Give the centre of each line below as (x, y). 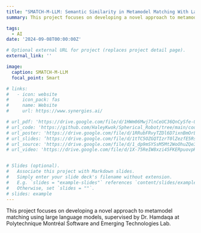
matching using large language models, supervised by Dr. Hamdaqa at (93, 217)
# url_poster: (24, 133)
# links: (17, 89)
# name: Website (32, 106)
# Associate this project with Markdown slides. (71, 172)
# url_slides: (24, 139)
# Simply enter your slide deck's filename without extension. (89, 177)
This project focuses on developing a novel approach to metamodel (89, 211)
